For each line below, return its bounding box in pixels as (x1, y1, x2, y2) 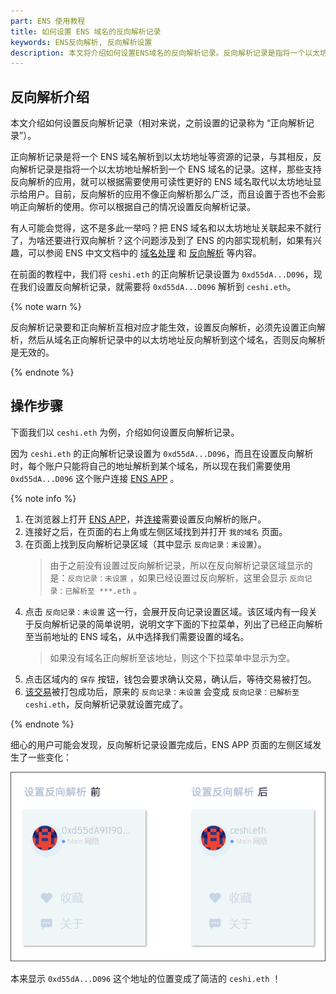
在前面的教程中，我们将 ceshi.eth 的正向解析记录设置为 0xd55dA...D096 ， (10, 268, 314, 280)
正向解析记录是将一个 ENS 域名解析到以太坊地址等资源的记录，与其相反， (10, 151, 313, 163)
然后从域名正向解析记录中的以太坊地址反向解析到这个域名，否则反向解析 (27, 334, 326, 346)
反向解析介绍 (10, 88, 90, 105)
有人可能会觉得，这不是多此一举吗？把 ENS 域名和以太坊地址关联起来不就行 (10, 222, 322, 234)
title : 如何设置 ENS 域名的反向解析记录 (10, 26, 162, 37)
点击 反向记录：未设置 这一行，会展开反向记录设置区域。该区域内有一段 (24, 605, 309, 617)
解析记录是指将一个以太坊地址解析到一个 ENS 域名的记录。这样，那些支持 (18, 163, 322, 175)
